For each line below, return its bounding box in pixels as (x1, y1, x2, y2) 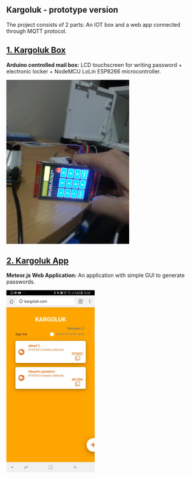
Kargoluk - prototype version (6, 5, 118, 15)
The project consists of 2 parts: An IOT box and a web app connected (6, 21, 181, 28)
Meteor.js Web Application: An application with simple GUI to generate (6, 271, 185, 279)
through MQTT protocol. (6, 27, 67, 35)
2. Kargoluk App (6, 256, 69, 266)
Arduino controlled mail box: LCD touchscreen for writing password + (6, 61, 183, 69)
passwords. (6, 278, 35, 285)
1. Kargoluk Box (6, 45, 66, 55)
